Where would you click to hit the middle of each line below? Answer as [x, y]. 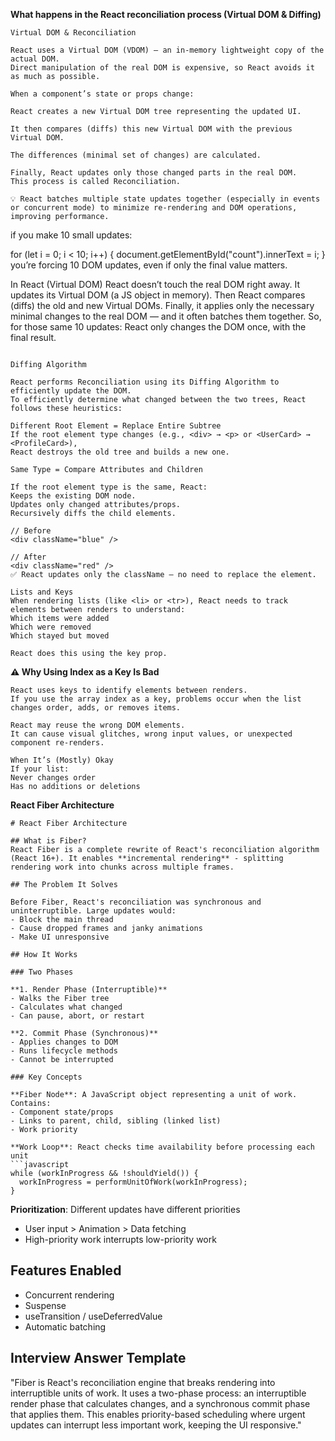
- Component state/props [62, 1112]
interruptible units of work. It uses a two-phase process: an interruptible [158, 1393]
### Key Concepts [46, 1077]
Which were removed [51, 627]
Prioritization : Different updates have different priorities [125, 1209]
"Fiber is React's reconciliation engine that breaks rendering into [143, 1382]
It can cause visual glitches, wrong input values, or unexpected [151, 734]
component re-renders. [57, 743]
